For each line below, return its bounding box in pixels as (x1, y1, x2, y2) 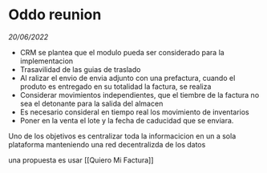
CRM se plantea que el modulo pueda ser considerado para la (19, 47, 225, 57)
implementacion (19, 56, 74, 66)
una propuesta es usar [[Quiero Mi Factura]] (8, 155, 154, 165)
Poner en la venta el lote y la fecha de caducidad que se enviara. (19, 115, 234, 125)
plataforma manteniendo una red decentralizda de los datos (8, 139, 206, 149)
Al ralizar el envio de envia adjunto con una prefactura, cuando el (19, 73, 236, 82)
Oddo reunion (8, 6, 102, 24)
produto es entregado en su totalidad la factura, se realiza (19, 82, 212, 91)
